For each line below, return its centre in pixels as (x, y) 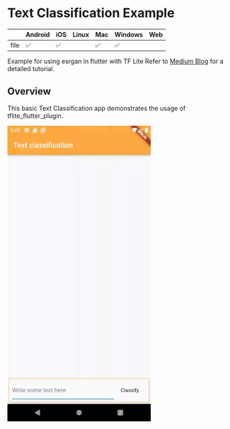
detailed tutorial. (31, 69)
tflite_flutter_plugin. (35, 116)
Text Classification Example (91, 13)
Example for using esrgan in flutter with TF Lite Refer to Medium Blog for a (116, 61)
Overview (29, 91)
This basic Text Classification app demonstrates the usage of (97, 108)
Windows (129, 35)
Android (38, 35)
